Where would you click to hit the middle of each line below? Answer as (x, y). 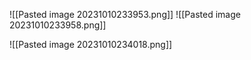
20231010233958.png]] (58, 25)
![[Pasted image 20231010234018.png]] (91, 44)
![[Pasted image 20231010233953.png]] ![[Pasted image (125, 14)
